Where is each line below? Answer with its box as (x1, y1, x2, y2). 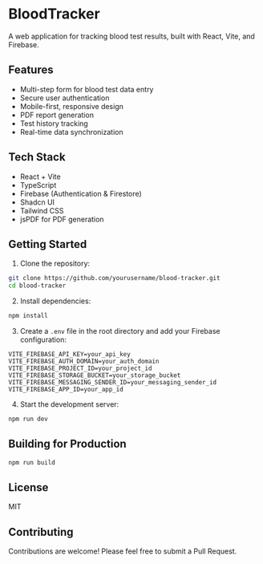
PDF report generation (19, 110, 95, 120)
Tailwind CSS (19, 205, 64, 215)
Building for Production (8, 437, 127, 451)
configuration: (19, 335, 67, 344)
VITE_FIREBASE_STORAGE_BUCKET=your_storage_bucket (8, 371, 181, 379)
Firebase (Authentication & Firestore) (19, 189, 142, 198)
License (8, 481, 49, 494)
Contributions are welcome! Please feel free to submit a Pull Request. (8, 546, 237, 556)
